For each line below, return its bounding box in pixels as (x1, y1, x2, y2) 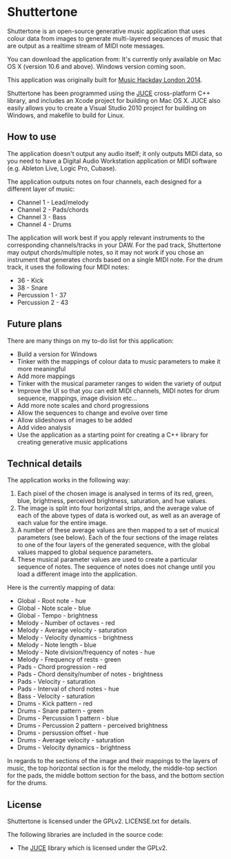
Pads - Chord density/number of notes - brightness (17, 670, 163, 678)
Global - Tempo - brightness (17, 611, 98, 620)
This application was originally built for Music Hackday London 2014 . (7, 75, 203, 83)
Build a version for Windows (17, 350, 98, 358)
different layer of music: (7, 184, 75, 193)
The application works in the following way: (7, 476, 131, 484)
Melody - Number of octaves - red (17, 619, 115, 627)
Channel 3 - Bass (17, 213, 67, 221)
